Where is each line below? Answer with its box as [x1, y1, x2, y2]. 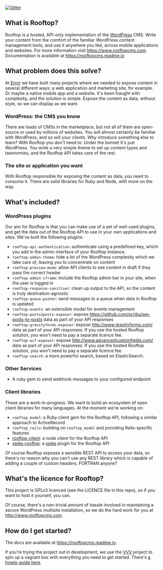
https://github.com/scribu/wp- [89, 311, 151, 317]
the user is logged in [12, 280, 54, 286]
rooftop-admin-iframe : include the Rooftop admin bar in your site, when [12, 275, 156, 281]
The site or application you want [5, 162, 83, 169]
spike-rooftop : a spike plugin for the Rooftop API [12, 440, 110, 446]
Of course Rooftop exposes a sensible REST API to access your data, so [5, 450, 150, 455]
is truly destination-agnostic [12, 290, 69, 296]
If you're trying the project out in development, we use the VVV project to [5, 549, 153, 555]
